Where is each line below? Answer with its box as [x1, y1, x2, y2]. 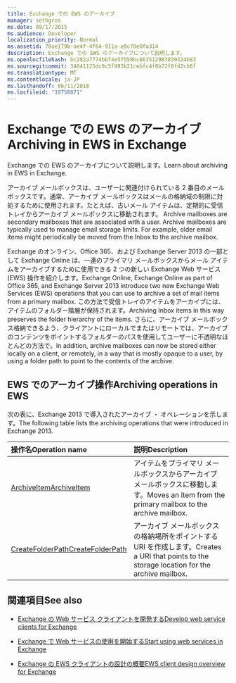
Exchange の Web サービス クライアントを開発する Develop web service [17, 614, 226, 623]
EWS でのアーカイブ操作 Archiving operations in [7, 379, 218, 391]
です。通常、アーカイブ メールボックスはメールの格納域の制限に [31, 192, 217, 201]
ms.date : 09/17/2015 [7, 23, 68, 30]
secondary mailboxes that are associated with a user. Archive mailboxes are [7, 218, 227, 226]
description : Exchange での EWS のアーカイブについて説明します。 [7, 50, 186, 57]
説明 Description [133, 444, 188, 454]
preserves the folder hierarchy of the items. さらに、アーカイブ [7, 315, 190, 324]
